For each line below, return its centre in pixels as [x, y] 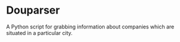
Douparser [33, 10]
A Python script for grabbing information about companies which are [90, 27]
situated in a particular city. [40, 33]
